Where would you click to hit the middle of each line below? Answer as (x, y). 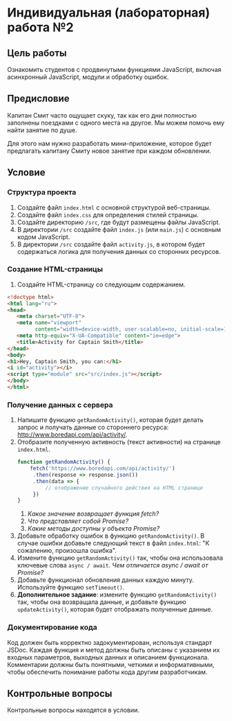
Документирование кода (52, 628)
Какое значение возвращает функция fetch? (93, 514)
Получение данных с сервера (60, 405)
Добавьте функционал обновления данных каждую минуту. (106, 580)
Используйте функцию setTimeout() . (71, 587)
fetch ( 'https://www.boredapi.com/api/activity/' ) (103, 468)
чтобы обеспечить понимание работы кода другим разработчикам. (107, 672)
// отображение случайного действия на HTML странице (124, 488)
